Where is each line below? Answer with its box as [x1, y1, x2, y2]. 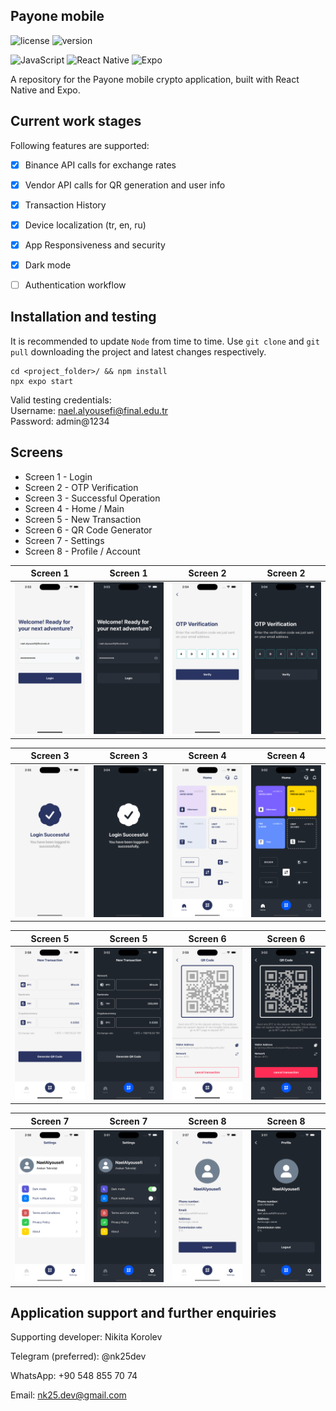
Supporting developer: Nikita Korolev [10, 1331, 163, 1343]
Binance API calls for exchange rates [24, 159, 177, 171]
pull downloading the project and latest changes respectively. [10, 345, 267, 358]
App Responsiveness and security [24, 239, 166, 251]
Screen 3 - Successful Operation [24, 492, 161, 504]
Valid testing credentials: [10, 394, 112, 406]
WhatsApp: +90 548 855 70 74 [10, 1370, 138, 1382]
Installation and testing [10, 309, 157, 326]
